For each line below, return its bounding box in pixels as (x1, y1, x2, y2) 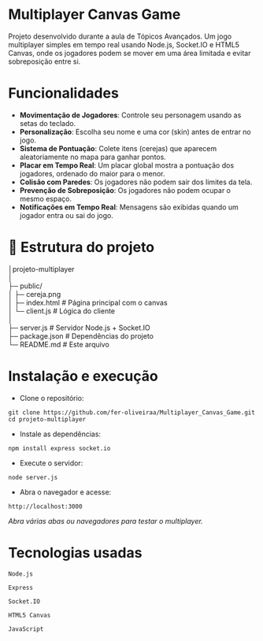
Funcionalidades (8, 84, 120, 102)
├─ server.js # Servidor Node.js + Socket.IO (8, 323, 151, 332)
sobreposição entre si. (8, 57, 81, 66)
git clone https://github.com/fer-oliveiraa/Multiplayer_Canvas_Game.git (8, 408, 256, 417)
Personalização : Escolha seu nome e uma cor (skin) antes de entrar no (19, 127, 252, 136)
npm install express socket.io (8, 444, 111, 452)
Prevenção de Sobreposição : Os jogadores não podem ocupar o (19, 185, 231, 195)
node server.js (8, 473, 58, 481)
